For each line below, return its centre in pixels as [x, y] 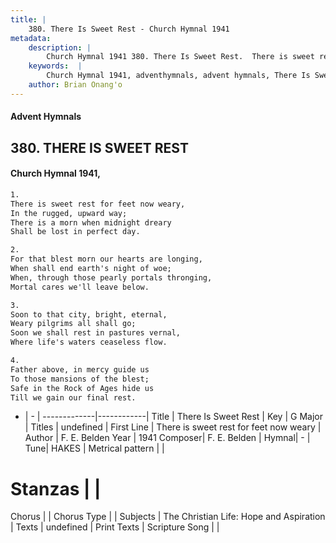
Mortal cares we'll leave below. [80, 287]
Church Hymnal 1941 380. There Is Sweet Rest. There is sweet [180, 57]
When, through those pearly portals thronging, [111, 277]
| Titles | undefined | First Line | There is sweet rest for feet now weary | [173, 427]
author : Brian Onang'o [75, 85]
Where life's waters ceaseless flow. [89, 342]
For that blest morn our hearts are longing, [106, 259]
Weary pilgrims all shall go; [73, 324]
